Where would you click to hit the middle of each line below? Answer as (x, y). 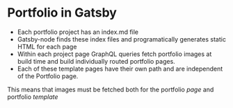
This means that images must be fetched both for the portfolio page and (111, 89)
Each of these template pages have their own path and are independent (120, 69)
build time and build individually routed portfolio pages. (96, 61)
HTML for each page (47, 46)
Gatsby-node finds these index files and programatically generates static (121, 39)
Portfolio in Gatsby (62, 13)
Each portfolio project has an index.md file (78, 32)
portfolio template (33, 97)
